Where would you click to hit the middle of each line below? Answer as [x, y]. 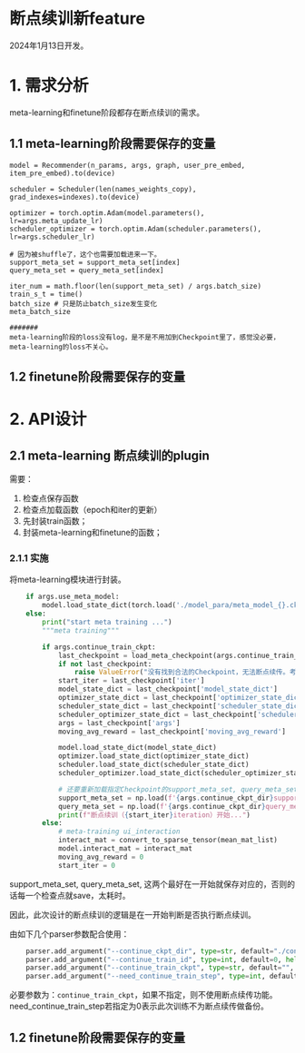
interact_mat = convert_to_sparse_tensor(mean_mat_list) [168, 841]
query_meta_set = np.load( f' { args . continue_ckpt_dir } [162, 806]
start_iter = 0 [87, 865]
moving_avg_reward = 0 [101, 857]
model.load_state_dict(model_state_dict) [138, 748]
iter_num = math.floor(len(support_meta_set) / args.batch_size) [135, 286]
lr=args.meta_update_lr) [56, 221]
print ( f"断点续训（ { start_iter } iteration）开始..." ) [154, 815]
